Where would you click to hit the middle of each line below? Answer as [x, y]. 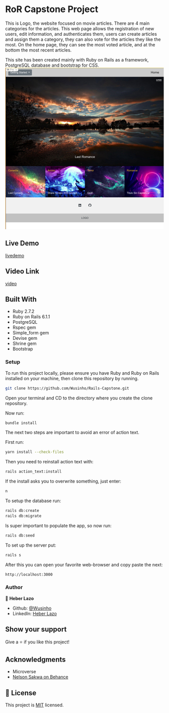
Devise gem [25, 338]
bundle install [21, 423]
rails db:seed [20, 536]
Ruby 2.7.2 [23, 312]
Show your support [36, 630]
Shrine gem [24, 343]
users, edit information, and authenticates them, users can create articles [81, 34]
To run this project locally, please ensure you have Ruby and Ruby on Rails [82, 373]
